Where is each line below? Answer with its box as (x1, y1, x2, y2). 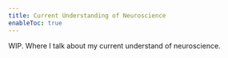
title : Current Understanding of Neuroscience (8, 11, 166, 20)
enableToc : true (8, 19, 62, 27)
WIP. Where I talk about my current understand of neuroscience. (8, 41, 222, 50)
